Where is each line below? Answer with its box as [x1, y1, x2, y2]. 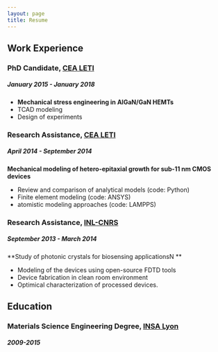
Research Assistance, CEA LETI [7, 130, 116, 140]
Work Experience [7, 42, 84, 54]
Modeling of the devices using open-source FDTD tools [17, 265, 176, 274]
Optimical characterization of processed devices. [17, 280, 158, 289]
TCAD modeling [17, 105, 63, 113]
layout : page [7, 10, 45, 17]
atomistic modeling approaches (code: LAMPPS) [17, 200, 156, 208]
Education [7, 300, 53, 312]
